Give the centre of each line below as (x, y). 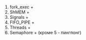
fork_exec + (22, 7)
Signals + (19, 17)
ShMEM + (19, 12)
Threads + (20, 27)
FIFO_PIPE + (22, 22)
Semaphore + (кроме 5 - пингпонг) (45, 33)
